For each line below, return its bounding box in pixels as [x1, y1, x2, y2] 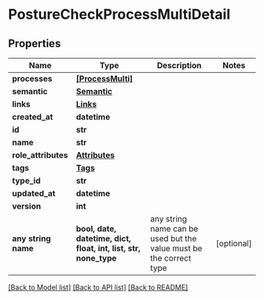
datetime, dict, [75, 233, 131, 244]
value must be [150, 243, 203, 253]
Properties [8, 37, 61, 50]
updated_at [12, 188, 56, 199]
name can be [150, 224, 199, 234]
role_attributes [12, 150, 68, 160]
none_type [75, 253, 117, 264]
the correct [150, 253, 192, 264]
